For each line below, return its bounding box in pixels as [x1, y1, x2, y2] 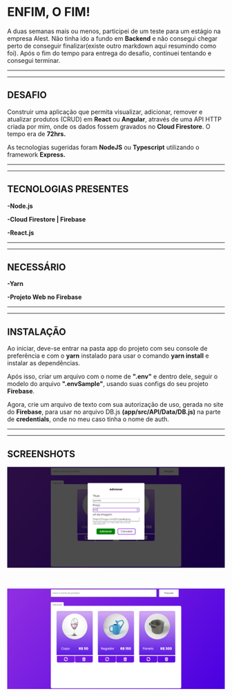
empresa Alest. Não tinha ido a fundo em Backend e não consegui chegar [7, 34, 218, 42]
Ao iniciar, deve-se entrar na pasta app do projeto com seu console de [7, 345, 208, 353]
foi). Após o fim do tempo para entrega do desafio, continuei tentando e [7, 49, 212, 57]
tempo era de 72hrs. [7, 129, 66, 138]
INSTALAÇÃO [7, 326, 66, 338]
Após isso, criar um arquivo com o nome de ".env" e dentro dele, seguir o [7, 372, 218, 380]
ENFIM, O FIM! [7, 4, 90, 20]
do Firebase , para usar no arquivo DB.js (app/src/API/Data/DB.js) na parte [7, 408, 221, 416]
